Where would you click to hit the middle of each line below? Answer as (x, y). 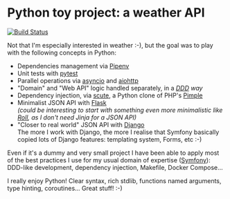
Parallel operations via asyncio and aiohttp (78, 80)
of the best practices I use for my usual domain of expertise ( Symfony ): (109, 160)
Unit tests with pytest (47, 73)
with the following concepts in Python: (62, 53)
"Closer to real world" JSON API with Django (81, 124)
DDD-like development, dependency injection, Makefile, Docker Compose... (115, 167)
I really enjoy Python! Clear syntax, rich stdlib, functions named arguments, (114, 180)
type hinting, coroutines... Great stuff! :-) (65, 188)
